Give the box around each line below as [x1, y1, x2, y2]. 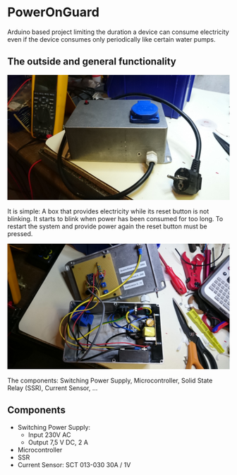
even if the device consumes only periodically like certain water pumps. [7, 35, 216, 43]
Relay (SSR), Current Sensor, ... [7, 383, 98, 392]
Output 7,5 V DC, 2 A [28, 438, 88, 446]
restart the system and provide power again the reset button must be [7, 222, 207, 230]
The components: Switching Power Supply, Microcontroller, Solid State [7, 376, 213, 385]
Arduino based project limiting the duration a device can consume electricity [7, 28, 229, 36]
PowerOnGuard [7, 4, 100, 20]
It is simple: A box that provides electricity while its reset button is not [7, 207, 209, 216]
